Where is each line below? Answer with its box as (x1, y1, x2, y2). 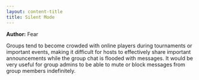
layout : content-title (6, 8, 63, 15)
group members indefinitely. (6, 67, 76, 74)
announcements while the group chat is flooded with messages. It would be (6, 55, 194, 62)
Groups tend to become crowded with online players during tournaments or (6, 42, 193, 49)
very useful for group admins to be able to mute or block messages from (6, 60, 186, 68)
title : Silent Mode (6, 14, 55, 20)
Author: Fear (6, 30, 39, 37)
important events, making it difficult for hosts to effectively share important (6, 48, 191, 55)
